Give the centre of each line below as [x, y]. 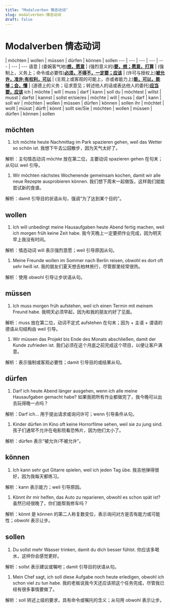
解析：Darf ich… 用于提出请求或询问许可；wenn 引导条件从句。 [71, 414]
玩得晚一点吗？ [33, 403]
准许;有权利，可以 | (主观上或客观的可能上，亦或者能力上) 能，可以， [85, 79]
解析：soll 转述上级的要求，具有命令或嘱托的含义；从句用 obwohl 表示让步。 [85, 600]
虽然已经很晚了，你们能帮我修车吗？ [50, 503]
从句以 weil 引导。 [24, 165]
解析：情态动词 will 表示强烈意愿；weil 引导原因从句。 [61, 250]
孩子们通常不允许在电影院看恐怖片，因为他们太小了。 [68, 430]
